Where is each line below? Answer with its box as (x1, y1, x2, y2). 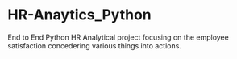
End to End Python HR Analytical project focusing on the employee (7, 32, 229, 42)
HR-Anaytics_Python (7, 6, 152, 24)
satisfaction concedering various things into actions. (7, 40, 182, 50)
